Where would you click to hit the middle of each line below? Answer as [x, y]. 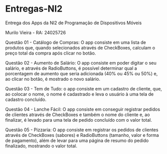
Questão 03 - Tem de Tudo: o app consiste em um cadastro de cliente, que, [84, 88]
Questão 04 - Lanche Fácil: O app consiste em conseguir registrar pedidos [83, 109]
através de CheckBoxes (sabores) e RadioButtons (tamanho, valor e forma [82, 135]
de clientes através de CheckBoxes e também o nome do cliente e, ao [77, 115]
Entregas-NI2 [34, 9]
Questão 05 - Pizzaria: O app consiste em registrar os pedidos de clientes [82, 130]
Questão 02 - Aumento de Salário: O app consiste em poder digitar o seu [81, 63]
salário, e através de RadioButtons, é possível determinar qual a [71, 68]
